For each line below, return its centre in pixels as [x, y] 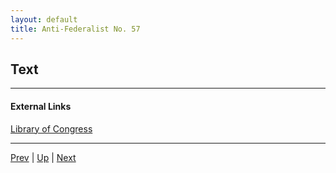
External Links [41, 106]
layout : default [44, 19]
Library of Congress [51, 128]
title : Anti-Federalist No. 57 [75, 29]
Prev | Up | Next [43, 157]
